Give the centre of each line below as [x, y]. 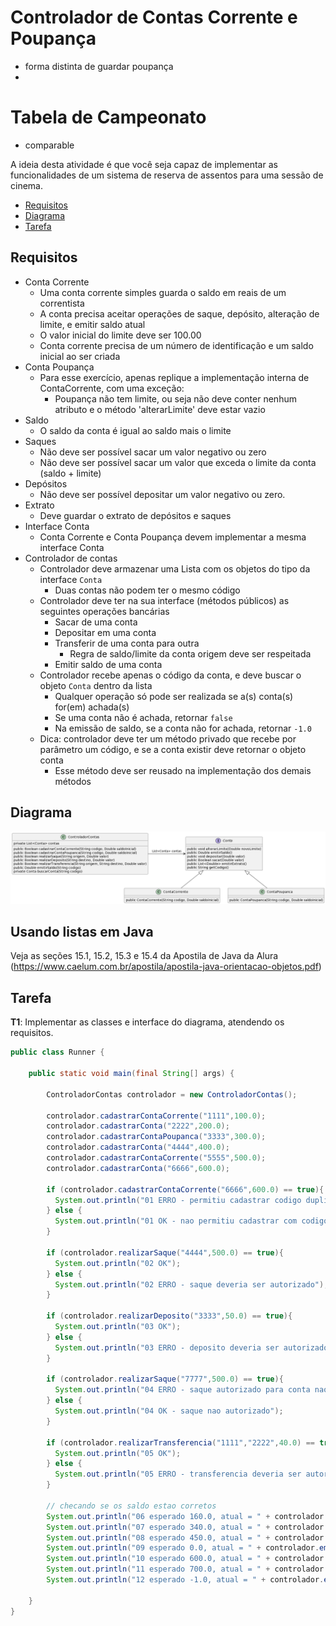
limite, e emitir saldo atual [92, 324]
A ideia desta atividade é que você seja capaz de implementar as [144, 164]
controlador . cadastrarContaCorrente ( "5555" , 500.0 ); [156, 1158]
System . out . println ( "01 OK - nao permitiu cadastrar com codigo [191, 1221]
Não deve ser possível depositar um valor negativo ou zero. [162, 494]
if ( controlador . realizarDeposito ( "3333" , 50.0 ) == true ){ [169, 1316]
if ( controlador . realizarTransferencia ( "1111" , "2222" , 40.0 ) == [180, 1442]
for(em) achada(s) [92, 707]
